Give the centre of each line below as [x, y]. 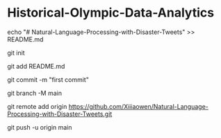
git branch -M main [35, 93]
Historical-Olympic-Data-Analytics [110, 13]
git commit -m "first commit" [48, 79]
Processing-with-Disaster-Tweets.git [60, 114]
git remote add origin [37, 106]
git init [16, 53]
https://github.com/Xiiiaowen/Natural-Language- [138, 106]
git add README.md [36, 66]
